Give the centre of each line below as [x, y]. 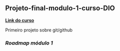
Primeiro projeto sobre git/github [39, 30]
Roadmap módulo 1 [29, 43]
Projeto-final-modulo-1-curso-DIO [60, 8]
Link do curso [20, 20]
